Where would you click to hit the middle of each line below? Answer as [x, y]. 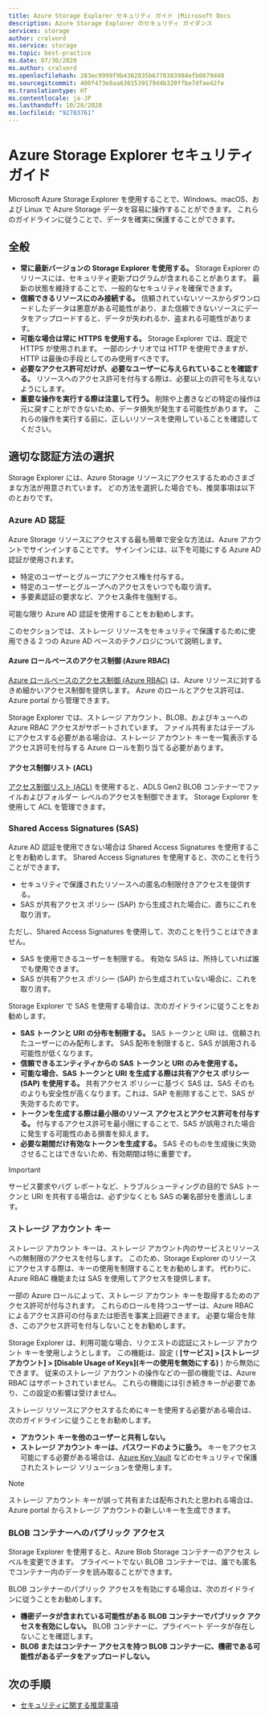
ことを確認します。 [66, 1637]
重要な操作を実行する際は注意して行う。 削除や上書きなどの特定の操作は [140, 398]
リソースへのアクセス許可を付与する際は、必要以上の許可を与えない [148, 378]
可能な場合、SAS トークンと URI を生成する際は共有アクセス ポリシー [135, 1073]
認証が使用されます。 [43, 559]
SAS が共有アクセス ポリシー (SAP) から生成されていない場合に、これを [139, 979]
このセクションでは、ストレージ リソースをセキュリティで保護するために [128, 631]
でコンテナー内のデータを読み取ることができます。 [92, 1572]
